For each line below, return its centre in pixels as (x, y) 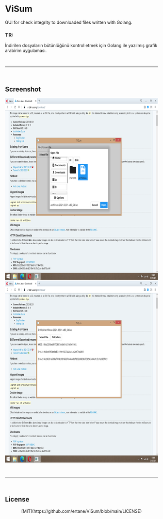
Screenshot (23, 89)
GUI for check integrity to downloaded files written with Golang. (69, 22)
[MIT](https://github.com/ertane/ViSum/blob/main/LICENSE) (81, 511)
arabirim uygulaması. (26, 51)
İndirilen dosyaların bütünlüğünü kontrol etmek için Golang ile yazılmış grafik (81, 46)
